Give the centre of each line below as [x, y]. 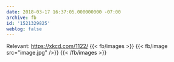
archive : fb [21, 18]
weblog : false [24, 29]
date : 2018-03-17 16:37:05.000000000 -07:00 [64, 12]
